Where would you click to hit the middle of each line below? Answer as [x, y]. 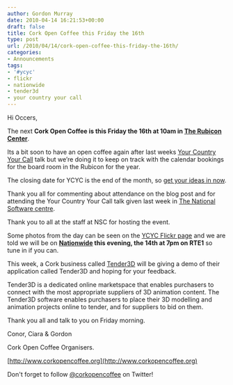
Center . [18, 139]
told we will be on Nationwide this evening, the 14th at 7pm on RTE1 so [110, 243]
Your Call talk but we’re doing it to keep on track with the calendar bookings [116, 159]
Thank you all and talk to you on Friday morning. [76, 320]
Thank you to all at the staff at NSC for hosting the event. [89, 222]
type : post [23, 40]
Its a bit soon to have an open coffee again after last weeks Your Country [112, 152]
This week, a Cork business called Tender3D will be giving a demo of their [114, 264]
